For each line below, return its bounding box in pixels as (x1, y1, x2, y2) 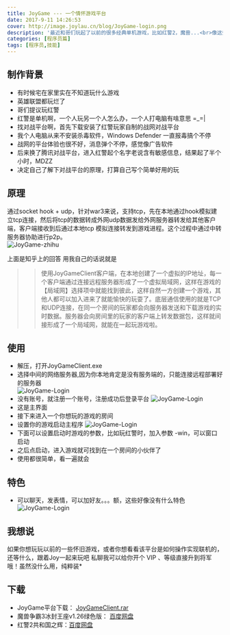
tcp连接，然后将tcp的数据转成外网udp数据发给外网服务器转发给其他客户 (12, 215, 216, 223)
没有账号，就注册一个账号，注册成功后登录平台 (16, 395, 149, 403)
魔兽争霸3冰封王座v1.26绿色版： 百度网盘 (16, 612, 134, 620)
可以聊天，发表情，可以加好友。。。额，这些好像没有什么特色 (16, 496, 186, 504)
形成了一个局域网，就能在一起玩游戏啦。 (47, 320, 162, 329)
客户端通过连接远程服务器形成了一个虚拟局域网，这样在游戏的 (47, 277, 221, 286)
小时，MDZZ (16, 157, 53, 165)
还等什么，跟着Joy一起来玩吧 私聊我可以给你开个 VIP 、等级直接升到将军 (7, 553, 212, 562)
